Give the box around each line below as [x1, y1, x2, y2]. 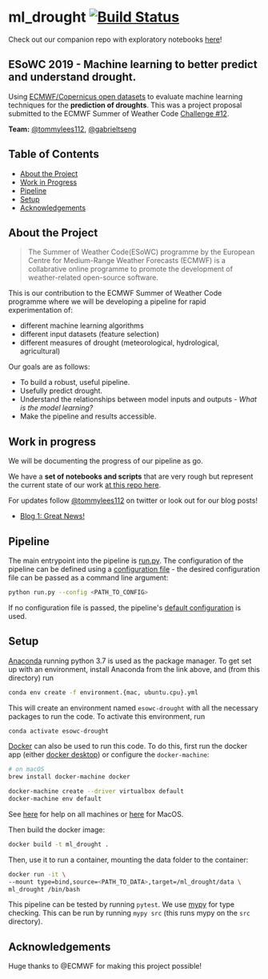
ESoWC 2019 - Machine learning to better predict [8, 58, 258, 71]
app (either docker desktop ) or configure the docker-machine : [8, 750, 210, 759]
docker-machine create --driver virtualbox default [8, 787, 184, 795]
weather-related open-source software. [27, 273, 158, 282]
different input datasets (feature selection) [19, 330, 160, 339]
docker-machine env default [8, 795, 102, 803]
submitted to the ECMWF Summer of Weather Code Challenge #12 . [8, 108, 230, 118]
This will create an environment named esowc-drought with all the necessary [8, 702, 258, 713]
